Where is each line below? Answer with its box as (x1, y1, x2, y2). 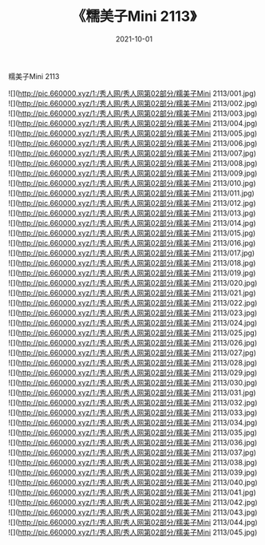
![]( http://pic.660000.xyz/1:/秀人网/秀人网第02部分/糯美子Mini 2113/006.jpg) (8, 138, 258, 148)
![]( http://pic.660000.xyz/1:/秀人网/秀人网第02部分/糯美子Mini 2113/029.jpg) (8, 368, 258, 377)
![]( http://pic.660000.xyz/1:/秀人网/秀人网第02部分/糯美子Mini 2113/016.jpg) (8, 238, 256, 247)
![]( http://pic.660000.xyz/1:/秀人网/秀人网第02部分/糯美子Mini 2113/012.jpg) (8, 198, 257, 207)
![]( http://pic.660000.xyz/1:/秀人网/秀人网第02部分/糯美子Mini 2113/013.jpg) (8, 208, 256, 218)
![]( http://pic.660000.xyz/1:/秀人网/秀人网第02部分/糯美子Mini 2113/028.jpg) (8, 357, 258, 367)
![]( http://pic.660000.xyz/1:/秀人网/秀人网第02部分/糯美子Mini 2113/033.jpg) (8, 408, 258, 417)
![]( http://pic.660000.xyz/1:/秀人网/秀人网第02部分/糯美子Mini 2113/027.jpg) (8, 348, 257, 357)
